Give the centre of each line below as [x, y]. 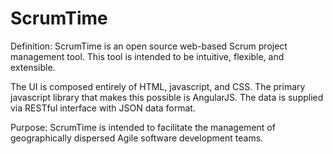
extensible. [33, 67]
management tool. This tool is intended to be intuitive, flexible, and [147, 56]
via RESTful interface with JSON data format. [103, 108]
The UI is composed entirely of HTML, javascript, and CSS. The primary [158, 86]
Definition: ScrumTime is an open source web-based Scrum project [149, 46]
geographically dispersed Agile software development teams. [137, 138]
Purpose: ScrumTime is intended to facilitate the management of [143, 127]
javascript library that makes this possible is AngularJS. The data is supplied [167, 97]
